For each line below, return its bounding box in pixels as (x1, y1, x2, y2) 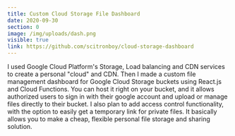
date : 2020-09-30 (7, 17, 59, 24)
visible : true (7, 37, 49, 44)
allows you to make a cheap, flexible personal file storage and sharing (7, 115, 210, 123)
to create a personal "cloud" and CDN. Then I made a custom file (7, 70, 196, 78)
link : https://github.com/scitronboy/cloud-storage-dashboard (7, 43, 194, 50)
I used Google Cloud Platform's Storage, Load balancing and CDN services (7, 63, 226, 70)
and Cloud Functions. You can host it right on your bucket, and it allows (7, 85, 215, 93)
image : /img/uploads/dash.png (7, 30, 97, 37)
